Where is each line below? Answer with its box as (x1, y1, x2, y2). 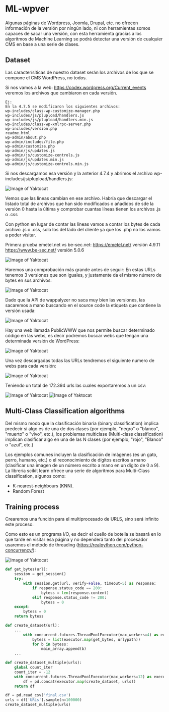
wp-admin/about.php (5, 135, 46, 140)
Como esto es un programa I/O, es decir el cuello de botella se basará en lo (5, 531, 161, 537)
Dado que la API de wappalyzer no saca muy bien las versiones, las (5, 296, 145, 303)
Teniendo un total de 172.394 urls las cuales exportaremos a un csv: (5, 382, 147, 388)
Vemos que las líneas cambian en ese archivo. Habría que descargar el (5, 195, 152, 201)
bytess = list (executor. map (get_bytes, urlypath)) (32, 637, 141, 642)
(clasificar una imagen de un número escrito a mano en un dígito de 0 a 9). (5, 462, 160, 468)
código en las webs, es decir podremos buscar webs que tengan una (5, 332, 148, 338)
